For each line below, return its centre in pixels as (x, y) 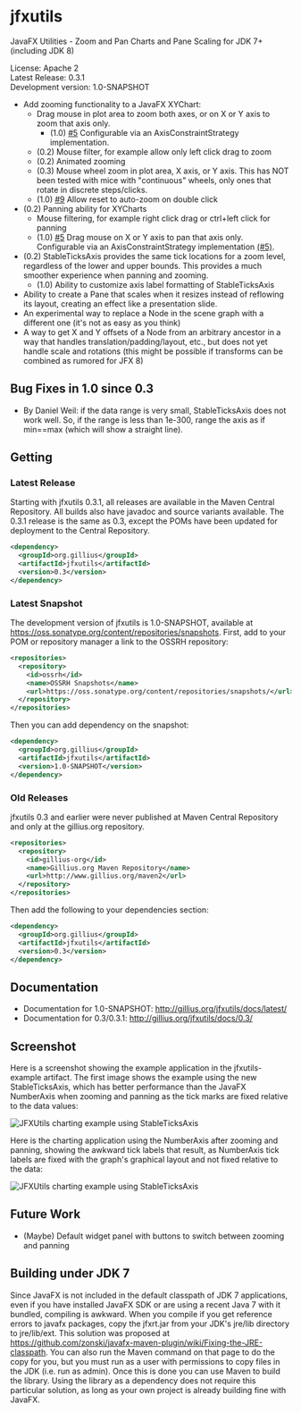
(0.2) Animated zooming (81, 161)
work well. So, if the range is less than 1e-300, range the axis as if (144, 420)
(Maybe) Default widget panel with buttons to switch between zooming (154, 1236)
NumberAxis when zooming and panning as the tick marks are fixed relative (149, 1097)
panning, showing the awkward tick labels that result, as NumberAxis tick (145, 1150)
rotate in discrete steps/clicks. (92, 189)
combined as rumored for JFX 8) (83, 360)
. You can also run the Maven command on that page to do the (160, 1352)
